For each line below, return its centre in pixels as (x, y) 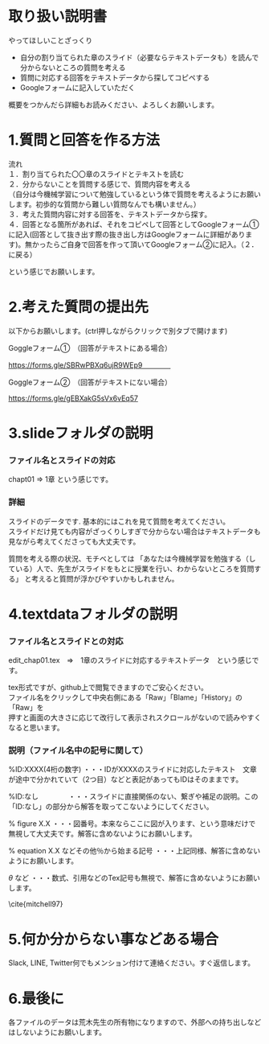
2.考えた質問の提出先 (78, 307)
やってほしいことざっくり (51, 40)
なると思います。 (36, 728)
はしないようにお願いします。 (57, 1032)
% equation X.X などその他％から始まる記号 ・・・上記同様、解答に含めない (134, 851)
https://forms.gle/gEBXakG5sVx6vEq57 (73, 398)
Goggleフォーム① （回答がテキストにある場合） (90, 347)
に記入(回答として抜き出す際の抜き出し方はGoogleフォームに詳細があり (127, 234)
